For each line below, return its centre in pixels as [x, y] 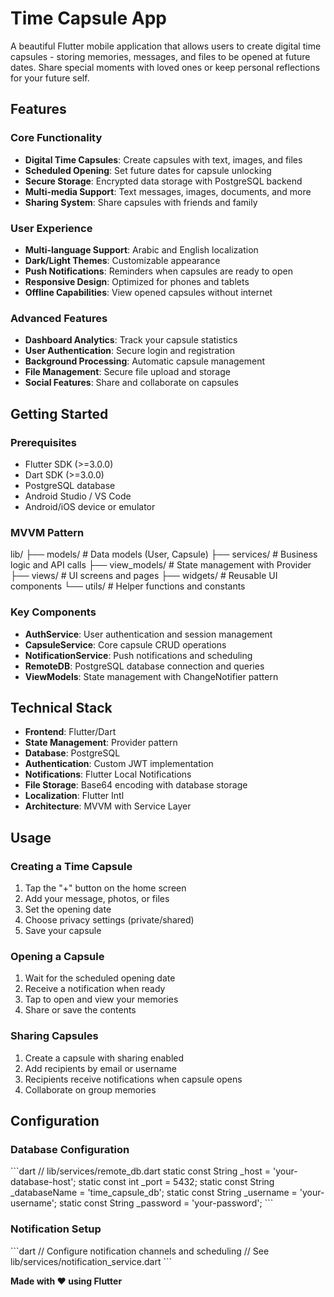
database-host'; [43, 1182]
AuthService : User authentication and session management [148, 634]
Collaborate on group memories [90, 1089]
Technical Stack [61, 707]
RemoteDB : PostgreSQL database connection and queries [144, 666]
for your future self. [50, 78]
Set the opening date [68, 909]
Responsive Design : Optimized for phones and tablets [137, 281]
